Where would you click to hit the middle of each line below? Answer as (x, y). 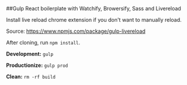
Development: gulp (30, 54)
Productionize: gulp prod (37, 65)
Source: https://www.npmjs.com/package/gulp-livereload (76, 31)
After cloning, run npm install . (43, 42)
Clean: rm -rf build (31, 76)
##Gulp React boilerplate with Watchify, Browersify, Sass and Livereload (93, 8)
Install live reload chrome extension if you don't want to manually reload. (94, 20)
